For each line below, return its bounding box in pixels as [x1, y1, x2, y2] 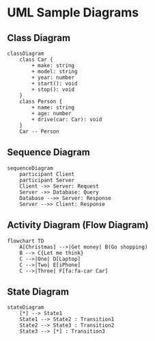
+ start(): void [31, 80, 78, 87]
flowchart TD [7, 238, 44, 244]
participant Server [19, 177, 75, 184]
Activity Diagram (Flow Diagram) [7, 219, 149, 231]
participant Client [19, 170, 75, 177]
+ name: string [31, 104, 75, 111]
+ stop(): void [31, 86, 75, 93]
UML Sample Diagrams [7, 5, 139, 21]
